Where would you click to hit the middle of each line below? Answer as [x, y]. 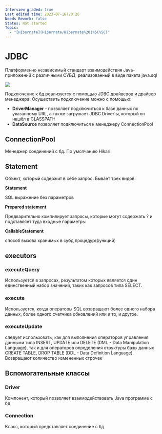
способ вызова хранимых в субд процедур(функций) [61, 240]
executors [21, 255]
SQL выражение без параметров [40, 197]
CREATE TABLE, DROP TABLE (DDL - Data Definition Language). [70, 353]
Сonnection [19, 416]
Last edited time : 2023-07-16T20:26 [42, 14]
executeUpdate [24, 326]
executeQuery [22, 269]
